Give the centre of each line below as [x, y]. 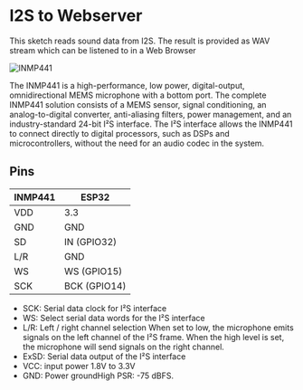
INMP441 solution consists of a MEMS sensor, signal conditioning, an [138, 104]
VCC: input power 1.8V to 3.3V [79, 366]
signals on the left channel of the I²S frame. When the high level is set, [153, 337]
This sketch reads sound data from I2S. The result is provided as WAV [140, 41]
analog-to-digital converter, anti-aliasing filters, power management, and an [151, 114]
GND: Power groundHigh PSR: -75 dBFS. [98, 376]
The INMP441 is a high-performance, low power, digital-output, [128, 85]
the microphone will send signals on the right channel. [123, 347]
